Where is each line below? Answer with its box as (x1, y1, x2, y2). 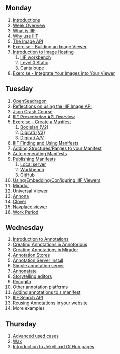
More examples (12, 305, 45, 311)
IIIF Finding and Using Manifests (12, 140, 79, 146)
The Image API (12, 38, 44, 44)
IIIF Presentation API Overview (12, 114, 75, 119)
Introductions (12, 17, 40, 23)
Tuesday (5, 85, 33, 93)
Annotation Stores (12, 252, 50, 258)
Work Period (12, 209, 39, 215)
